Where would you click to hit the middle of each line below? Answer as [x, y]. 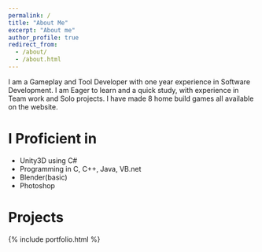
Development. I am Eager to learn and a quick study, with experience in [124, 90]
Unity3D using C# [48, 160]
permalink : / [30, 15]
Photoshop [37, 185]
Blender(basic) [44, 177]
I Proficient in [52, 139]
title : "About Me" [38, 23]
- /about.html [38, 60]
